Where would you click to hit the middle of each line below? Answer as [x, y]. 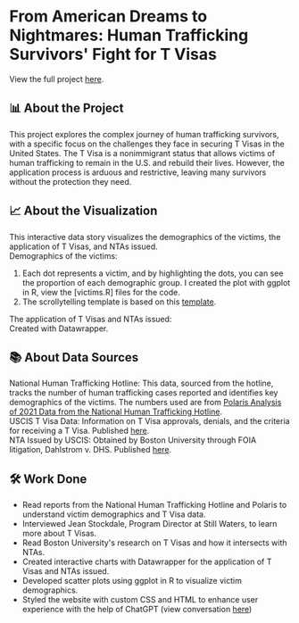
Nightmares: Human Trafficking [129, 35]
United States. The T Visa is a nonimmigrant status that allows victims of [142, 153]
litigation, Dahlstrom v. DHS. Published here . [91, 450]
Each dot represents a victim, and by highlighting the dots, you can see [153, 273]
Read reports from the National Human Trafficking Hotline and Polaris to [154, 505]
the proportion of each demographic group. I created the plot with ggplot [156, 282]
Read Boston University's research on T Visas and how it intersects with [154, 543]
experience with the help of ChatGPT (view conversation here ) [137, 610]
